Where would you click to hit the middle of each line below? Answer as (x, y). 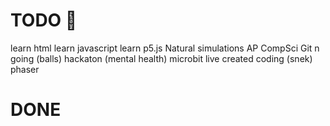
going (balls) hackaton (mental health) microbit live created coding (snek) (161, 58)
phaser (25, 69)
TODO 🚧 (44, 20)
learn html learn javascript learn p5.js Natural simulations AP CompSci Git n (165, 48)
